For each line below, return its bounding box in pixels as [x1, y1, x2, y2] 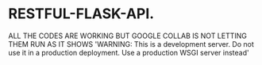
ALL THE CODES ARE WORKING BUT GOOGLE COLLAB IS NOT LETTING [8, 31, 248, 40]
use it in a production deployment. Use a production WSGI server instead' [8, 48, 249, 57]
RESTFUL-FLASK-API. [8, 5, 155, 23]
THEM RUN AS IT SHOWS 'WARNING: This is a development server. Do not [8, 39, 254, 48]
